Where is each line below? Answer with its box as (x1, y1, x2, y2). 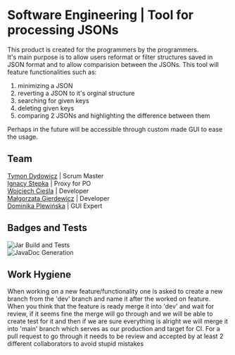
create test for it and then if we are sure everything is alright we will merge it (7, 317, 229, 325)
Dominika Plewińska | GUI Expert (7, 201, 103, 210)
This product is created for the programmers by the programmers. (7, 45, 199, 54)
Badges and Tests (7, 222, 88, 234)
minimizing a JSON (17, 81, 73, 89)
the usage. (7, 132, 39, 141)
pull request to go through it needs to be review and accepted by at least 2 (7, 332, 224, 341)
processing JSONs (7, 22, 119, 38)
